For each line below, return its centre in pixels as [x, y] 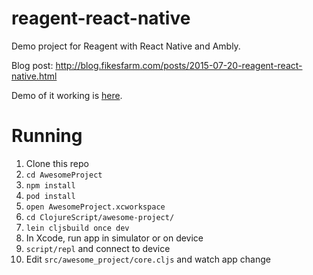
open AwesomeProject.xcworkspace [95, 207]
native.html [34, 76]
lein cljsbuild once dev [77, 228]
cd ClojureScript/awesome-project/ [100, 217]
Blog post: [32, 65]
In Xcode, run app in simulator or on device [114, 238]
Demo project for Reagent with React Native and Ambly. [126, 46]
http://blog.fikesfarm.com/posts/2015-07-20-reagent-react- [179, 65]
